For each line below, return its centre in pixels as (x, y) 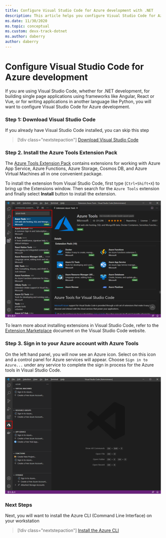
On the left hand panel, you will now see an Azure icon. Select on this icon (81, 354)
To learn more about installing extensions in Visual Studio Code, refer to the (82, 326)
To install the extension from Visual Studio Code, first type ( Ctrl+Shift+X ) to (82, 183)
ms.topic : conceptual (27, 26)
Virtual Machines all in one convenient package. (54, 174)
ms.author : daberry (25, 37)
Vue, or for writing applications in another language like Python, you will (78, 101)
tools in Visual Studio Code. (33, 370)
